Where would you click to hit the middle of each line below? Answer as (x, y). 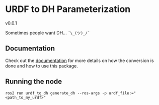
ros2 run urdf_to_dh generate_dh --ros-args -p (56, 93)
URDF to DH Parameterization (68, 9)
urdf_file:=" (123, 93)
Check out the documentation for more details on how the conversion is (80, 60)
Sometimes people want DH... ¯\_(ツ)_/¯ (48, 32)
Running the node (34, 82)
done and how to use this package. (42, 65)
